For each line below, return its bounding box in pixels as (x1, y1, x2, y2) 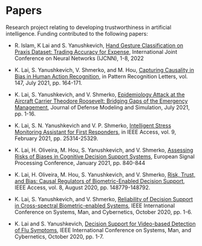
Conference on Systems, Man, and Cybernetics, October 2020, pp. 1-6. (14, 208, 193, 215)
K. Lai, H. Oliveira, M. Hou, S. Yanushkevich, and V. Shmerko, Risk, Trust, (14, 170, 196, 178)
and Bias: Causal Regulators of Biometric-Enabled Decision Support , (14, 177, 185, 184)
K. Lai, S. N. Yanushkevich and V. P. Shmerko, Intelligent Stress (14, 121, 172, 129)
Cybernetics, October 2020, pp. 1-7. (14, 233, 104, 240)
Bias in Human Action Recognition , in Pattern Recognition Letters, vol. (14, 73, 188, 80)
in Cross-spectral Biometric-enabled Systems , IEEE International (14, 202, 175, 209)
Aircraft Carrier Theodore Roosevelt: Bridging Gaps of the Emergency (14, 97, 188, 105)
